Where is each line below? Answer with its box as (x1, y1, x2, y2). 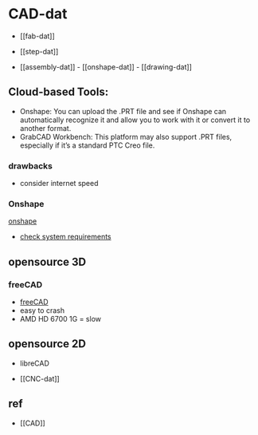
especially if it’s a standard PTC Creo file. (19, 140, 155, 150)
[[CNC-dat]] (19, 374, 60, 383)
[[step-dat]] (19, 46, 59, 56)
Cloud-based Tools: (8, 85, 109, 99)
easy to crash (19, 306, 65, 315)
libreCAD (19, 358, 50, 368)
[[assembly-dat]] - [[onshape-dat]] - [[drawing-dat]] (19, 61, 193, 72)
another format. (19, 123, 72, 132)
